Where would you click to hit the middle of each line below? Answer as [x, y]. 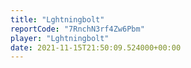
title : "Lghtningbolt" [57, 19]
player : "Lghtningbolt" [60, 38]
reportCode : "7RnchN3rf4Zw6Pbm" [77, 29]
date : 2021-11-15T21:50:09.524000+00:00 [96, 47]
